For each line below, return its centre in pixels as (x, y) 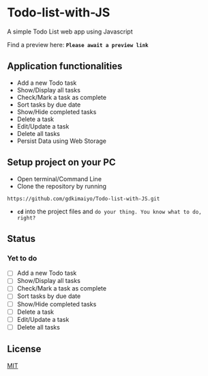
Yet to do (22, 258)
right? (26, 218)
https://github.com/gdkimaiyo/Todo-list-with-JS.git (84, 199)
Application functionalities (65, 66)
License (24, 349)
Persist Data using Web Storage (62, 141)
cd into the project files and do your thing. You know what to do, (109, 211)
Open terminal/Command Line (59, 178)
